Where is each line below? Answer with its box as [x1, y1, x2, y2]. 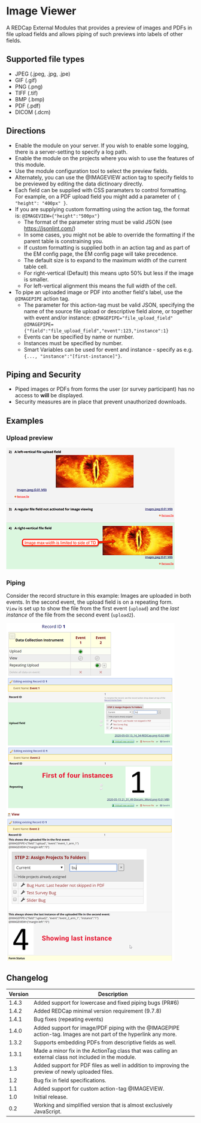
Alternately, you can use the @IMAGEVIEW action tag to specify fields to [14, 173, 194, 181]
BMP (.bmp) [14, 95, 45, 103]
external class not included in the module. [33, 1053, 136, 1061]
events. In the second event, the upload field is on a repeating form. [6, 598, 173, 606]
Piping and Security [6, 369, 81, 379]
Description [98, 990, 128, 998]
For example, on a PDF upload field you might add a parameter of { [14, 193, 181, 200]
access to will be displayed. [14, 392, 84, 399]
